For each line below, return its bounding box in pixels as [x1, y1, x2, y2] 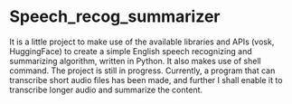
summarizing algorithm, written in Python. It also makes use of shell [9, 55, 261, 66]
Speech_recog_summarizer [9, 6, 221, 27]
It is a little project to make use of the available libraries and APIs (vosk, [9, 36, 275, 47]
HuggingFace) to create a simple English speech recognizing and [9, 45, 252, 56]
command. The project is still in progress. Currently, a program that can [9, 65, 276, 76]
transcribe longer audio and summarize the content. [9, 84, 203, 95]
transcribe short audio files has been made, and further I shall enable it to [9, 74, 283, 85]
